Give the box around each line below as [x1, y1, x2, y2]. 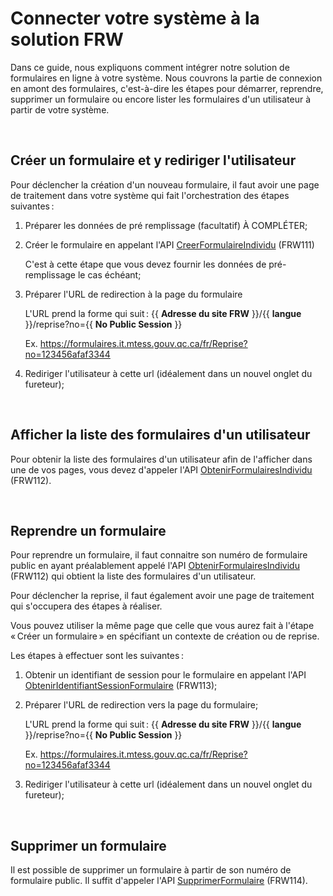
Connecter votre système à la [10, 7, 260, 30]
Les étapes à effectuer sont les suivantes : [10, 650, 184, 662]
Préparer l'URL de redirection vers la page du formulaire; [24, 699, 259, 711]
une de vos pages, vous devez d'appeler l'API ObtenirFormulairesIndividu [10, 463, 313, 476]
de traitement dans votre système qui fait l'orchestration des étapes [10, 189, 290, 201]
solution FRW [10, 28, 124, 51]
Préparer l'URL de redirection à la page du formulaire [24, 288, 243, 300]
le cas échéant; [77, 268, 142, 281]
